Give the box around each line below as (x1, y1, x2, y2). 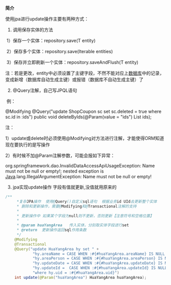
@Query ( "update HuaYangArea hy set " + (14, 246, 99, 252)
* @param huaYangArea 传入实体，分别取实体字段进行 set (16, 223, 129, 228)
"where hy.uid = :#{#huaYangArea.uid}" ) (32, 270, 120, 275)
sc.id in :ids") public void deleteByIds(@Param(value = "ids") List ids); (5, 114, 152, 120)
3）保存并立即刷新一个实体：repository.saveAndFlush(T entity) (6, 59, 138, 65)
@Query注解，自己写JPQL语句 (12, 87, 77, 93)
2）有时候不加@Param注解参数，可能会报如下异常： (5, 153, 116, 158)
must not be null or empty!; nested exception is (5, 168, 104, 174)
